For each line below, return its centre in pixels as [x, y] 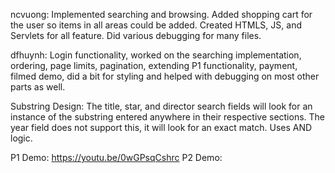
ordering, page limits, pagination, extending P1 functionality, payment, [154, 65]
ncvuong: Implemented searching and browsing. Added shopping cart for [161, 14]
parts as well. [38, 87]
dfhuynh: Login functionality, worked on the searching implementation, [156, 55]
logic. [21, 138]
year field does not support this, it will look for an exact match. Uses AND [161, 127]
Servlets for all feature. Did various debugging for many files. [136, 35]
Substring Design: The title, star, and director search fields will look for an [161, 106]
